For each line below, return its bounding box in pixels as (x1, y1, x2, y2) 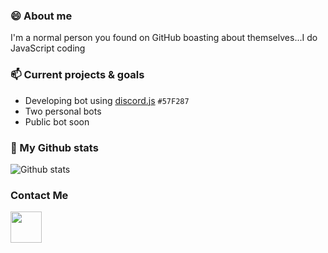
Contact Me (10, 188, 69, 202)
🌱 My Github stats (10, 140, 99, 154)
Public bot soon (24, 115, 90, 128)
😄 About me (10, 9, 73, 23)
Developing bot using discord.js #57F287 (24, 94, 190, 106)
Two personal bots (24, 105, 102, 117)
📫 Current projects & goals (10, 68, 145, 82)
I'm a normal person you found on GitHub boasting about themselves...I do (10, 32, 318, 44)
